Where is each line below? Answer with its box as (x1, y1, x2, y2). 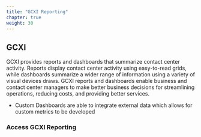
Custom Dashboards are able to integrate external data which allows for (14, 102, 193, 109)
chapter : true (6, 14, 42, 20)
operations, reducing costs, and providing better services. (6, 90, 150, 97)
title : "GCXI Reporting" (6, 8, 68, 15)
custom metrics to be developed (14, 108, 95, 115)
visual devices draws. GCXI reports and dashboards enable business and (6, 78, 187, 85)
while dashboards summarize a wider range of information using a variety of (6, 71, 195, 78)
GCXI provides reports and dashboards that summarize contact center (6, 58, 180, 65)
